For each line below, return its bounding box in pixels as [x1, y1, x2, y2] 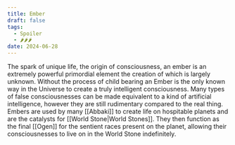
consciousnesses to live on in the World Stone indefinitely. [7, 130, 177, 138]
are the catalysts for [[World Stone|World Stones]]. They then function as [7, 115, 220, 123]
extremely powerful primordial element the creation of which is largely [7, 70, 211, 78]
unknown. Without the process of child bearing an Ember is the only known [7, 77, 225, 85]
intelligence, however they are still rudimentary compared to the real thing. [7, 100, 224, 108]
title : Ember [7, 10, 46, 18]
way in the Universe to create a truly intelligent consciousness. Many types [7, 85, 225, 93]
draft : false [7, 17, 46, 24]
